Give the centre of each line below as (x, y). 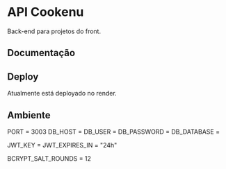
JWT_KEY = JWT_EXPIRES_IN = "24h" (62, 145)
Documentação (41, 53)
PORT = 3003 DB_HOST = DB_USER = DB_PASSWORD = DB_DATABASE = (114, 132)
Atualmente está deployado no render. (62, 94)
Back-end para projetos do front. (54, 31)
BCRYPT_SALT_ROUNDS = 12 (49, 158)
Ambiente (29, 115)
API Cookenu (46, 12)
